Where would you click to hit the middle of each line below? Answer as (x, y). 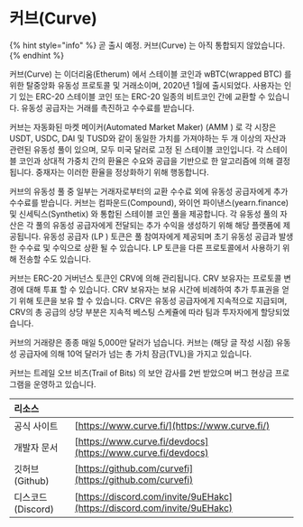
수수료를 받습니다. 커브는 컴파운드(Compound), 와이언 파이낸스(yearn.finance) (149, 202)
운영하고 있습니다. (64, 384)
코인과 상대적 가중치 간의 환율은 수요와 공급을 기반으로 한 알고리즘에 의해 (146, 161)
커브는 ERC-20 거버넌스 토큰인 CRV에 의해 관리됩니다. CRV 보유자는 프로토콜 (146, 278)
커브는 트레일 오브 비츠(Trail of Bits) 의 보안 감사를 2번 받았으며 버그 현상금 (141, 373)
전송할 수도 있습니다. (55, 259)
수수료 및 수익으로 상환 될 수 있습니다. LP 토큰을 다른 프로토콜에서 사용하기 (150, 247)
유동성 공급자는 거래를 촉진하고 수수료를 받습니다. (108, 107)
